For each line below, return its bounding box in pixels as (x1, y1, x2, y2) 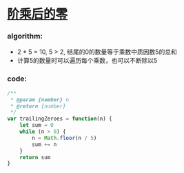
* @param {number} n (10, 96, 70, 103)
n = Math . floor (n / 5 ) (32, 134, 97, 141)
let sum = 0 (19, 122, 54, 129)
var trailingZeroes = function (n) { (7, 115, 112, 123)
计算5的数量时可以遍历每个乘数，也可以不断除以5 (17, 57, 158, 65)
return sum (19, 154, 51, 161)
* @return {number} (10, 103, 67, 110)
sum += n (32, 141, 57, 148)
